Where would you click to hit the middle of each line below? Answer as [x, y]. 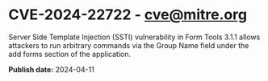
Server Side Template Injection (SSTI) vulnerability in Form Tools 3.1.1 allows [134, 37]
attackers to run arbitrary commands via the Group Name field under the [129, 45]
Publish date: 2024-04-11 [51, 69]
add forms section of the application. [70, 54]
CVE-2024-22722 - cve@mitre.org [128, 15]
